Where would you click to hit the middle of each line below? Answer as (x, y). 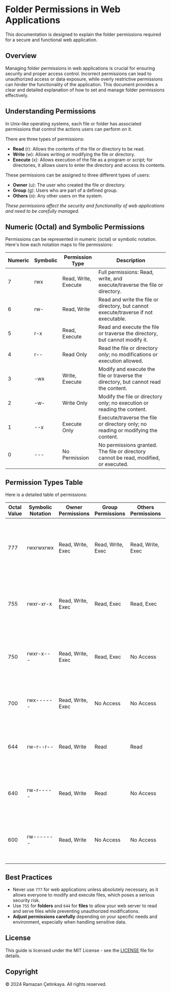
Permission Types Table (44, 482)
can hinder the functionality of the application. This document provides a (81, 84)
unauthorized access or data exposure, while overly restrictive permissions (84, 79)
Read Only (75, 355)
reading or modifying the (128, 431)
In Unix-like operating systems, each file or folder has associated (73, 123)
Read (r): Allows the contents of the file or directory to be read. (79, 148)
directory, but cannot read (130, 382)
